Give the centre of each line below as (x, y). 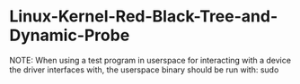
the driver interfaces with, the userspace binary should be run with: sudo (144, 70)
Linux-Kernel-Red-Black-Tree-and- (144, 17)
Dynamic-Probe (70, 35)
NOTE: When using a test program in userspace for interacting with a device (150, 60)
